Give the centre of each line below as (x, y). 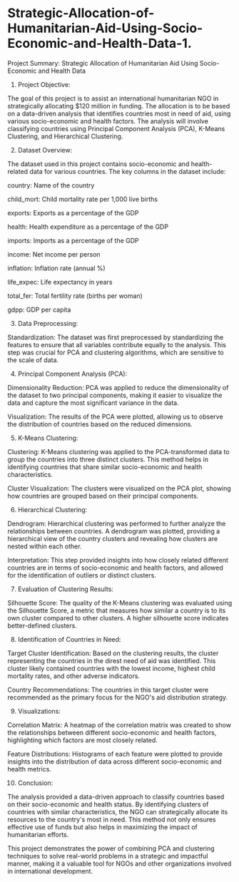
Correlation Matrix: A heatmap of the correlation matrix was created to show (119, 724)
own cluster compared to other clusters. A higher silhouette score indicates (118, 617)
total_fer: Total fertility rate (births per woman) (75, 296)
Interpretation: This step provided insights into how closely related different (118, 560)
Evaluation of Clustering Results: (66, 589)
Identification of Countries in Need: (69, 639)
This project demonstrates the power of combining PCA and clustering (111, 848)
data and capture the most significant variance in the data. (93, 402)
